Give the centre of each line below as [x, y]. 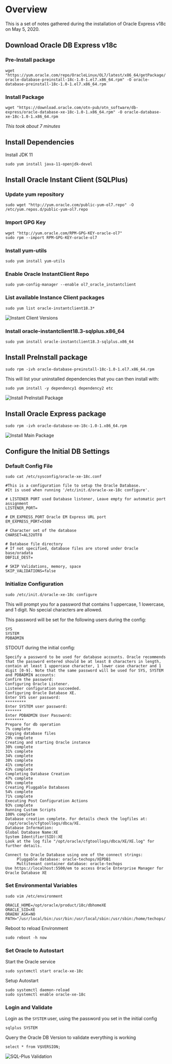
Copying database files [31, 733]
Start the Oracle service [30, 962]
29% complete [19, 738]
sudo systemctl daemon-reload [38, 990]
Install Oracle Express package [56, 414]
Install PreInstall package [47, 357]
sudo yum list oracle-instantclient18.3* [50, 308]
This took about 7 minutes [33, 126]
